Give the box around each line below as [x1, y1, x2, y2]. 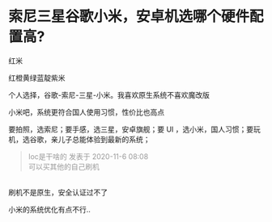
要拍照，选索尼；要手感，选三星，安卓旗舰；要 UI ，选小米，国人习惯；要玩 [8, 124, 261, 134]
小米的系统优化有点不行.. [8, 204, 91, 214]
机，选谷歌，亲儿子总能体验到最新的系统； [8, 134, 151, 144]
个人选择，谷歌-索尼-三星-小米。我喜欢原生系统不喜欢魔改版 [8, 90, 210, 99]
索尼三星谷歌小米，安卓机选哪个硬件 [8, 7, 250, 26]
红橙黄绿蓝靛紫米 [8, 73, 66, 82]
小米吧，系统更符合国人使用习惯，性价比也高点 [8, 107, 164, 117]
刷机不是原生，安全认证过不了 [8, 187, 108, 197]
